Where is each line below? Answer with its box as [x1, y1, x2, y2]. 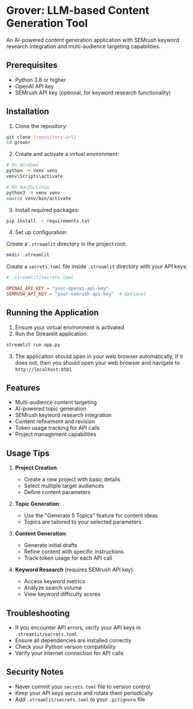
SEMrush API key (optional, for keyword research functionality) [14, 88, 171, 96]
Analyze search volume [23, 584, 82, 592]
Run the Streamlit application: [14, 330, 88, 337]
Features [6, 383, 40, 393]
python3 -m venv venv [6, 190, 61, 196]
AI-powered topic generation [14, 405, 87, 412]
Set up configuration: [14, 229, 68, 236]
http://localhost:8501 [14, 367, 72, 373]
